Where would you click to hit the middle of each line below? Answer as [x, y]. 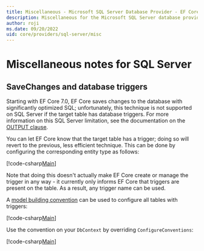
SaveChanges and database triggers [77, 86]
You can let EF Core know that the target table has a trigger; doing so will [98, 139]
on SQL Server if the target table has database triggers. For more [87, 114]
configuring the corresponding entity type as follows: [73, 152]
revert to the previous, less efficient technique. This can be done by [91, 146]
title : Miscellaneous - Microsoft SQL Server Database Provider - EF [96, 12]
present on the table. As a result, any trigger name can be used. [86, 188]
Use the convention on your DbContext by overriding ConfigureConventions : [100, 230]
